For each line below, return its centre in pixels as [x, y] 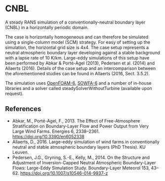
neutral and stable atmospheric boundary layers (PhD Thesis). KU [79, 147]
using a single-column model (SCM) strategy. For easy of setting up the [78, 42]
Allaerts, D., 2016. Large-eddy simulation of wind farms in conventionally [86, 142]
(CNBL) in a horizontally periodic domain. [47, 27]
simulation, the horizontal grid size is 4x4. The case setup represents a [77, 47]
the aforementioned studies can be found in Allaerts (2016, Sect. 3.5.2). [78, 73]
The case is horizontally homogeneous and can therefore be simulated [77, 37]
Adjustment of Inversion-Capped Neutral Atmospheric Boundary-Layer [84, 162]
